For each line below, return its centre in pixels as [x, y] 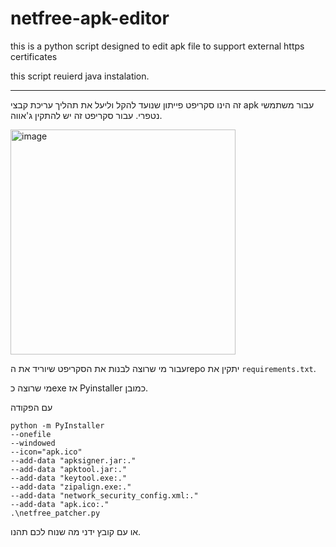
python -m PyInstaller [57, 425]
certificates [34, 56]
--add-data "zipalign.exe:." [71, 487]
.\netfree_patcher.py [55, 513]
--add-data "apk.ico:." [60, 504]
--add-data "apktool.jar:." [69, 469]
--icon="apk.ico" [46, 452]
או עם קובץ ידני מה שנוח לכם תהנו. [76, 531]
